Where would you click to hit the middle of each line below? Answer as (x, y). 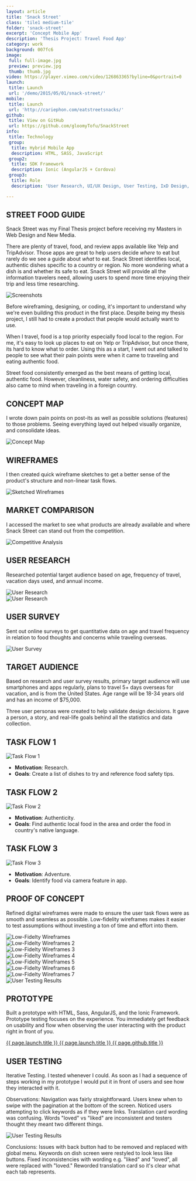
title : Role (26, 181)
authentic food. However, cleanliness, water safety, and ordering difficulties (97, 379)
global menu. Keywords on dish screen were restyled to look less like (89, 1153)
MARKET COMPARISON (50, 510)
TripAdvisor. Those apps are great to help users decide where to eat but (93, 253)
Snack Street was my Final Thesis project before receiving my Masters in (94, 229)
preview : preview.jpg (35, 66)
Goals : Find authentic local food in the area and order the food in (92, 824)
